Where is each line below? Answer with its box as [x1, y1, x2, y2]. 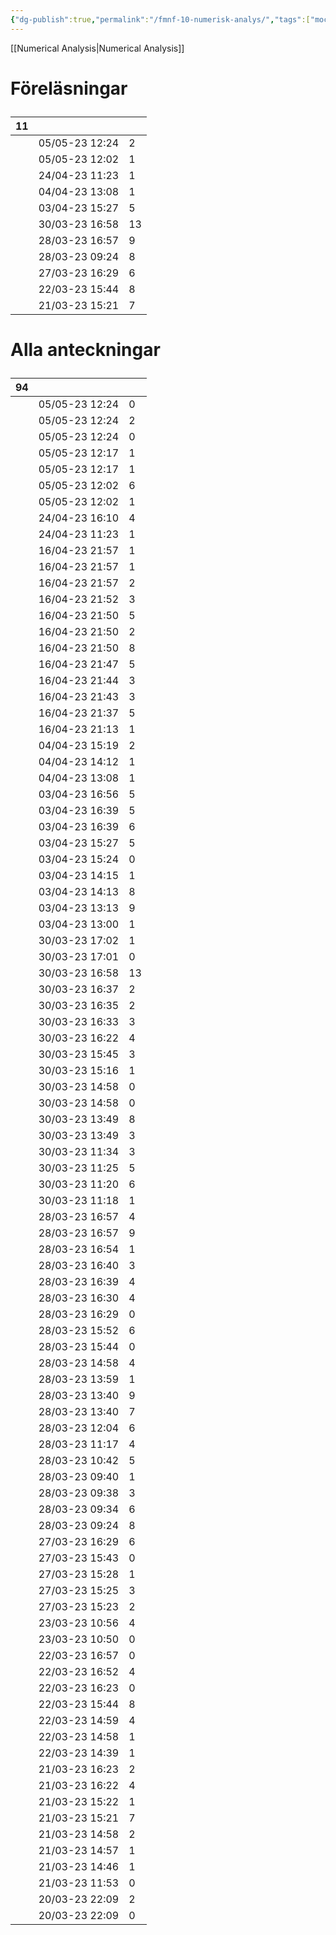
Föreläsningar [10, 77, 128, 100]
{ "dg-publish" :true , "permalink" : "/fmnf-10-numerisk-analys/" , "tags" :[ [10, 14, 311, 25]
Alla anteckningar [10, 339, 161, 361]
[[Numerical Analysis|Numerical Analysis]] [10, 42, 185, 54]
